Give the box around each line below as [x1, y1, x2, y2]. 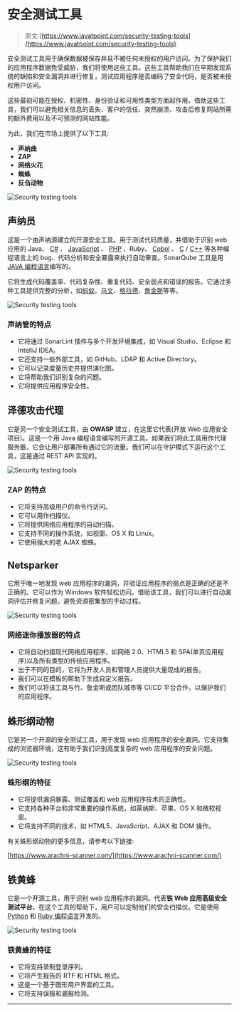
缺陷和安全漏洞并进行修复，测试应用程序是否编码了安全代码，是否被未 [19, 72, 225, 81]
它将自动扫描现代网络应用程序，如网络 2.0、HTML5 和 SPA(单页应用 [17, 648, 218, 656]
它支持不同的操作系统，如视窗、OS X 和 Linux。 [17, 529, 159, 538]
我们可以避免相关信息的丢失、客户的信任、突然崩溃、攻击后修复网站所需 [19, 105, 232, 113]
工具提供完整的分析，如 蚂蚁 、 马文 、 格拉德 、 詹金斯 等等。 [13, 286, 182, 294]
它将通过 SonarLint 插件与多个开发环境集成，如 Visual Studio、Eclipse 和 [17, 337, 231, 346]
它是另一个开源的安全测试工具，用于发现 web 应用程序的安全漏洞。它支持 [7, 735, 223, 744]
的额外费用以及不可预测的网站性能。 [7, 113, 114, 122]
